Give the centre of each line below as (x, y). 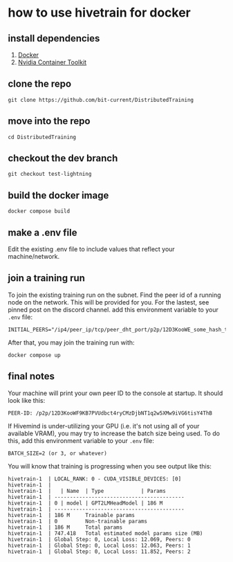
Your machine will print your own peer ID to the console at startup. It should (115, 393)
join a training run (47, 278)
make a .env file (43, 232)
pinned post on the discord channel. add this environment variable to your (113, 309)
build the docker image (58, 195)
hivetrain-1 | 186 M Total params (65, 527)
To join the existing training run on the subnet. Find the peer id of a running (114, 295)
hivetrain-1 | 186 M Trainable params (72, 515)
